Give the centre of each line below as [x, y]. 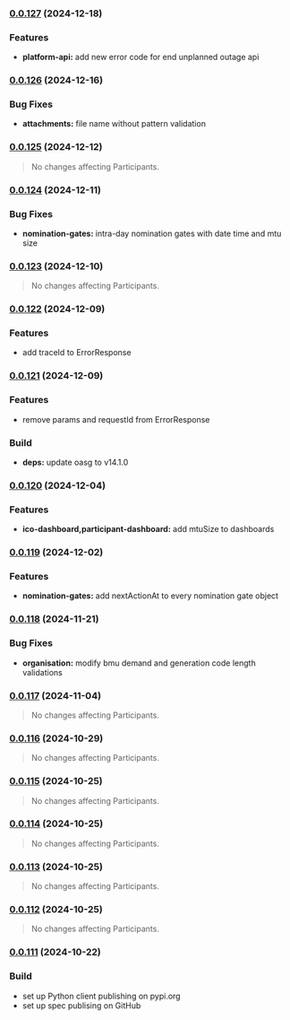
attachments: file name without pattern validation [114, 124]
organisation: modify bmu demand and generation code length [139, 663]
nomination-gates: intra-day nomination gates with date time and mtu [152, 233]
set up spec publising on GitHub [81, 1005]
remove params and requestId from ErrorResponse [116, 419]
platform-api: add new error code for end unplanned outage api [141, 57]
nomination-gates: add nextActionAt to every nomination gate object [150, 596]
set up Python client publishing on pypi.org [101, 996]
